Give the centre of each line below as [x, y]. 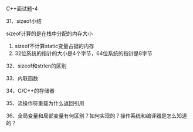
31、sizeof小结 [24, 21]
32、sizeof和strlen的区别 [36, 66]
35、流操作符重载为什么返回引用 [45, 103]
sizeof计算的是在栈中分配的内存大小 [50, 33]
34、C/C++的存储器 [30, 91]
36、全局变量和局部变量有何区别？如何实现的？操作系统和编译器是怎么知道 [97, 116]
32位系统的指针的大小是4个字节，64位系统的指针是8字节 [83, 53]
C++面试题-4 [22, 9]
